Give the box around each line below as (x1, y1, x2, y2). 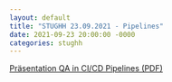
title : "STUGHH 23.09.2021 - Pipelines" (9, 22, 165, 31)
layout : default (9, 13, 71, 23)
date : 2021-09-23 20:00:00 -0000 (9, 30, 136, 39)
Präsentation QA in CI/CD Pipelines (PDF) (9, 63, 163, 74)
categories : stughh (9, 38, 83, 48)
